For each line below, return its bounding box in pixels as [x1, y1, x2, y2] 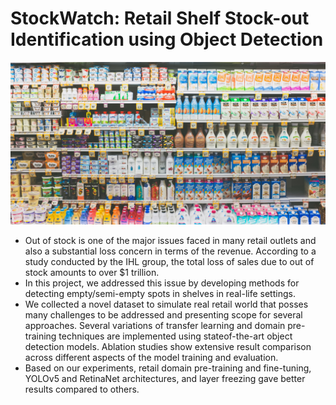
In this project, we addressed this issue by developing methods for [24, 277, 300, 289]
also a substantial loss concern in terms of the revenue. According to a [24, 245, 317, 257]
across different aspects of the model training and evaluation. [24, 351, 279, 363]
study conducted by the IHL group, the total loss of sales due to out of [24, 255, 315, 267]
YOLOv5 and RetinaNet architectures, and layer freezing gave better [24, 372, 306, 384]
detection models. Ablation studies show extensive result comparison [24, 340, 312, 352]
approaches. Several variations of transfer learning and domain [24, 319, 286, 331]
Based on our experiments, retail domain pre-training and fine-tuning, [24, 362, 312, 374]
